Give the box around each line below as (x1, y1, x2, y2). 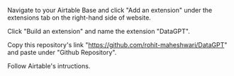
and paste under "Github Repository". (7, 49, 117, 56)
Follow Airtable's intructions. (7, 62, 91, 70)
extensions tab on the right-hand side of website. (7, 13, 151, 22)
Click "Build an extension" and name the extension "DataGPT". (7, 27, 190, 35)
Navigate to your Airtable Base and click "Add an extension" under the (7, 6, 213, 14)
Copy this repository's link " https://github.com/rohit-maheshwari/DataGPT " (7, 41, 228, 49)
